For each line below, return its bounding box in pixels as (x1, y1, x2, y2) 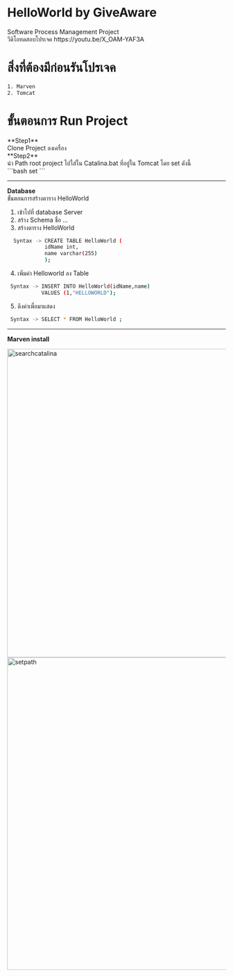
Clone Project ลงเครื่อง (7, 144, 67, 152)
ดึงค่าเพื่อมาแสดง (17, 302, 55, 310)
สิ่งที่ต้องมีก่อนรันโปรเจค (7, 60, 116, 76)
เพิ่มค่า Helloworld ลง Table (17, 269, 89, 277)
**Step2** (7, 151, 38, 159)
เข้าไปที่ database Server (17, 207, 83, 216)
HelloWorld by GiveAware (7, 5, 157, 21)
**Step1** (7, 136, 39, 144)
